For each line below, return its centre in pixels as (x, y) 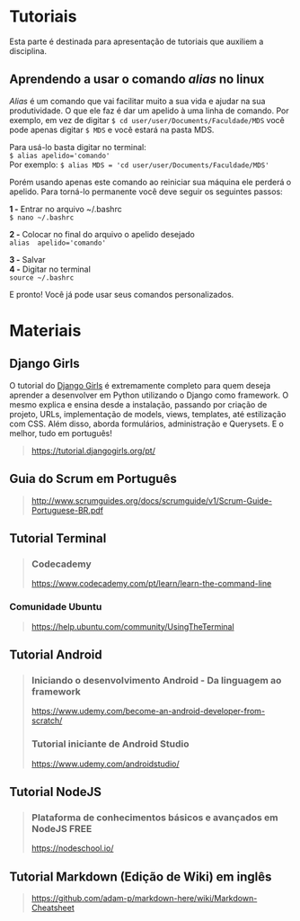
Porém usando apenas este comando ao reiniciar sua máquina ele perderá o (150, 182)
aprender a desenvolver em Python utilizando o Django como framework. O (149, 395)
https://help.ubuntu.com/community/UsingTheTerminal (133, 626)
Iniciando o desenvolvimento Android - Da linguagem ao (156, 680)
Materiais (45, 331)
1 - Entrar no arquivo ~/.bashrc (66, 209)
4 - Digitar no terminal (50, 269)
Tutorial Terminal (58, 538)
